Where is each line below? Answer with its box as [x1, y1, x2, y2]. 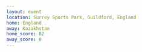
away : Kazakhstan [6, 25, 50, 32]
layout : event [6, 8, 42, 15]
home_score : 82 [6, 31, 45, 37]
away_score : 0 [6, 36, 42, 42]
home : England [6, 20, 42, 26]
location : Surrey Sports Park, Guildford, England [6, 14, 137, 20]
